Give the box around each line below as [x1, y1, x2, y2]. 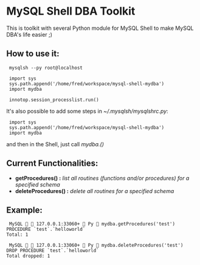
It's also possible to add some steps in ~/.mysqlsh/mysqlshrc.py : [6, 107, 168, 115]
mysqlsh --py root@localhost [9, 65, 83, 71]
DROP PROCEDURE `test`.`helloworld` [6, 248, 99, 254]
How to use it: [6, 49, 60, 59]
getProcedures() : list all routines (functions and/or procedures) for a [15, 174, 190, 182]
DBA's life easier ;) [6, 30, 53, 38]
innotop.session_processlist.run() [9, 96, 99, 103]
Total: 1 [6, 231, 29, 238]
